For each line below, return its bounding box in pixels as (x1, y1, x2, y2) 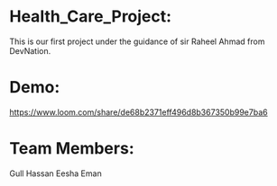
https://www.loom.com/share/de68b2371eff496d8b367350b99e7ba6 (9, 106, 268, 118)
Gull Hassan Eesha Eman (9, 168, 102, 179)
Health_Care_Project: (9, 6, 172, 27)
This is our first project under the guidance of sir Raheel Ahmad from (9, 36, 265, 47)
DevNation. (9, 45, 51, 56)
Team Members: (9, 138, 134, 159)
